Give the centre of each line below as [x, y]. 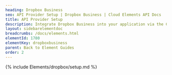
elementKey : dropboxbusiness [36, 43]
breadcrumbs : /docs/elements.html [42, 33]
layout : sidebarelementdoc [34, 29]
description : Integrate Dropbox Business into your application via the [84, 24]
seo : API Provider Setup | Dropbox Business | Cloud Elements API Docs [83, 15]
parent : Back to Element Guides [40, 48]
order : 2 [15, 52]
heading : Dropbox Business [34, 10]
